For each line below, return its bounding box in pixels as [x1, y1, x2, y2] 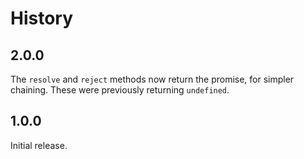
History [10, 7, 74, 30]
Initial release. [10, 139, 68, 151]
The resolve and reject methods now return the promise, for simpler [10, 73, 295, 85]
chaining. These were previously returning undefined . [10, 84, 230, 96]
